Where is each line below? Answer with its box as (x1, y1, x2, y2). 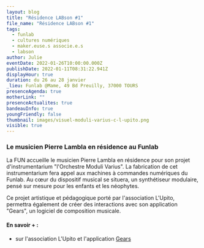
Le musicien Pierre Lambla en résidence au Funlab (6, 143, 159, 151)
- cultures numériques (12, 37, 70, 43)
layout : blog (6, 9, 40, 15)
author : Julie (6, 54, 43, 60)
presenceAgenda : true (6, 89, 62, 95)
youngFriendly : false (6, 111, 62, 117)
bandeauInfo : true (6, 105, 53, 112)
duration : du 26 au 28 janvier (6, 77, 86, 83)
